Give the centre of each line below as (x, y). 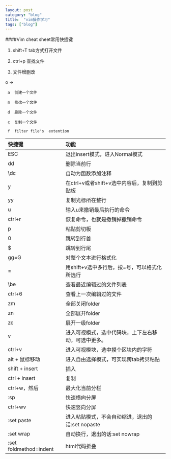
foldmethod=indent (31, 449)
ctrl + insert (22, 378)
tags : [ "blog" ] (21, 24)
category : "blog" (24, 15)
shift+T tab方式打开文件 (37, 50)
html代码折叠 (81, 446)
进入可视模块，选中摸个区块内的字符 (109, 350)
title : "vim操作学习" (28, 19)
